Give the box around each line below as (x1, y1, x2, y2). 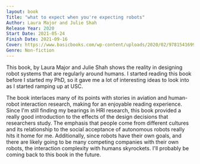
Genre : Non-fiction (6, 48, 55, 53)
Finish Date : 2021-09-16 (6, 36, 68, 42)
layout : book (6, 8, 39, 15)
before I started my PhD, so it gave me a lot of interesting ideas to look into (6, 76, 189, 83)
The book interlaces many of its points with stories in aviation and (6, 94, 167, 101)
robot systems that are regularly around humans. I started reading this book (6, 70, 192, 77)
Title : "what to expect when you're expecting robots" (6, 14, 145, 20)
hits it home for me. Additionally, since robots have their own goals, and (6, 132, 182, 139)
